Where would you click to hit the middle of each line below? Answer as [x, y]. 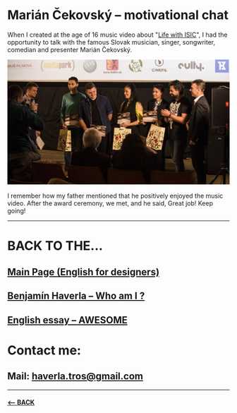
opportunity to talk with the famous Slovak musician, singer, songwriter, [111, 42]
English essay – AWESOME [68, 320]
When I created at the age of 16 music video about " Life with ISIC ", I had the [117, 35]
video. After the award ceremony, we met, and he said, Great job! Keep [110, 203]
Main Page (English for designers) [84, 272]
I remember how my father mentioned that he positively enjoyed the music [115, 196]
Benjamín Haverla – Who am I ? [76, 296]
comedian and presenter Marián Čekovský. [70, 49]
